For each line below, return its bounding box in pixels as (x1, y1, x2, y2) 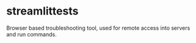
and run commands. (6, 30, 57, 38)
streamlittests (6, 4, 79, 18)
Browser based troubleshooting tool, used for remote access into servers (6, 24, 191, 31)
